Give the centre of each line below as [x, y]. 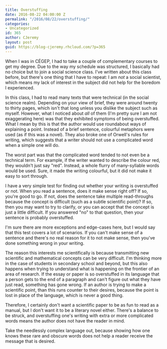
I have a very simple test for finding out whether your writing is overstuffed [82, 186]
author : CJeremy [22, 38]
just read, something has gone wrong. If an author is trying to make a [76, 285]
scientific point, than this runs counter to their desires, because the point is [82, 290]
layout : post [19, 42]
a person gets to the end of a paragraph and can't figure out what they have [83, 279]
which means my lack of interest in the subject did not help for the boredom [83, 82]
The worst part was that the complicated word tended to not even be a [78, 155]
